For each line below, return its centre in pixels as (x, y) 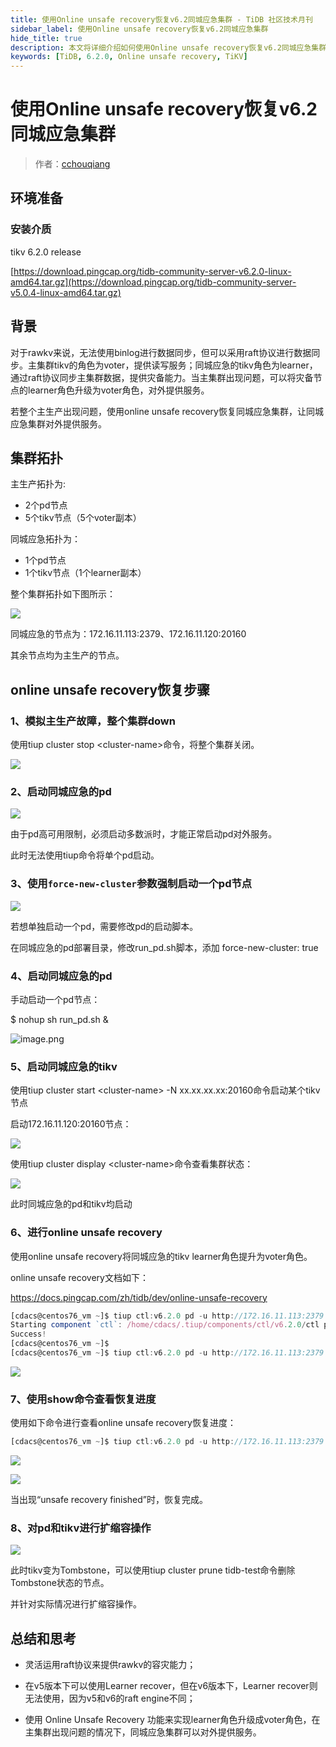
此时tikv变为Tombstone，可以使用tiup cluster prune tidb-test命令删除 (153, 1570)
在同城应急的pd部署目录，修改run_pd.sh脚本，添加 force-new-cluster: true (164, 947)
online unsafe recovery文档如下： (79, 1277)
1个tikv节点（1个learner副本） (85, 573)
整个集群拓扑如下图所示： (63, 594)
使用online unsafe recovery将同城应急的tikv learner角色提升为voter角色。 (161, 1256)
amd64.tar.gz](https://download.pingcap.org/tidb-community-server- (153, 282)
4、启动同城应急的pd (61, 976)
